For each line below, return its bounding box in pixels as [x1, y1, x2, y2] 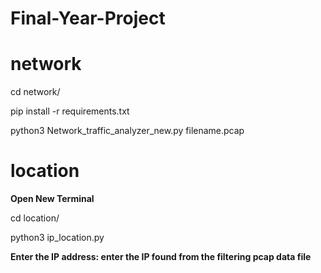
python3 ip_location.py [10, 232, 105, 244]
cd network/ [10, 86, 61, 98]
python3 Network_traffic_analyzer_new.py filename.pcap [10, 125, 245, 137]
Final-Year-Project [10, 7, 166, 30]
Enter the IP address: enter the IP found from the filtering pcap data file [10, 251, 312, 263]
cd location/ [10, 212, 60, 224]
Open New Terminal [10, 193, 95, 205]
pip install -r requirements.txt [10, 105, 130, 117]
